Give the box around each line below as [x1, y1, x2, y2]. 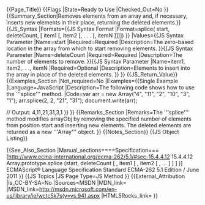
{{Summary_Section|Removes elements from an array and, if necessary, [6, 12, 188, 20]
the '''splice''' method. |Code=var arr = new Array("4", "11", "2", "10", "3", [6, 91, 190, 97]
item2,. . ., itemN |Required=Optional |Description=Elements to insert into [6, 64, 191, 72]
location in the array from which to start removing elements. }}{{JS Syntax [6, 45, 193, 52]
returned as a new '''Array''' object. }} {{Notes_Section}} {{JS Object [6, 129, 179, 135]
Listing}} [6, 135, 28, 142]
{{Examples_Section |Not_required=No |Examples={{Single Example [6, 77, 179, 84]
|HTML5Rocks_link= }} [101, 192, 158, 199]
